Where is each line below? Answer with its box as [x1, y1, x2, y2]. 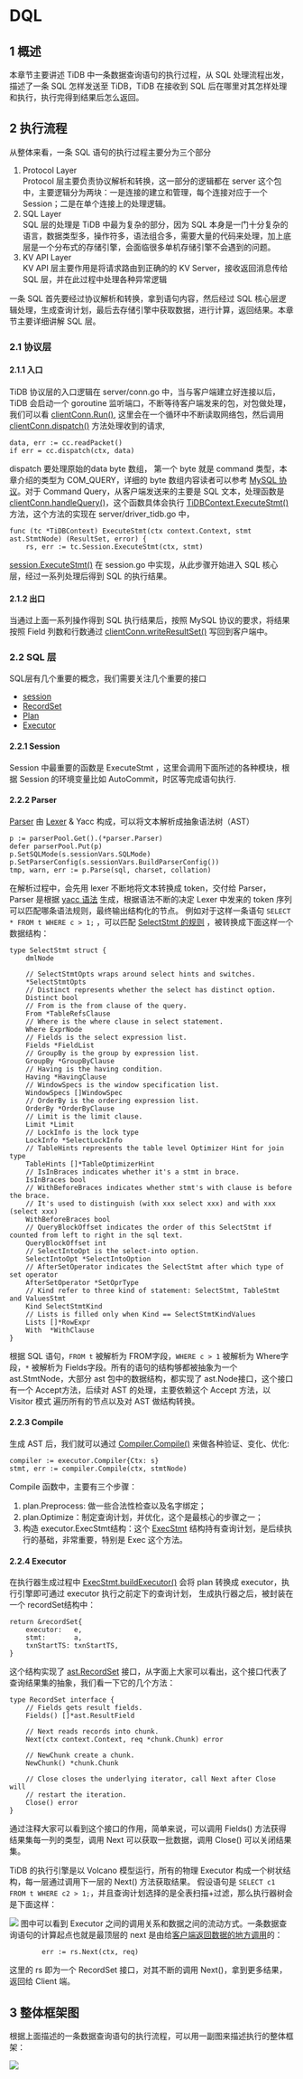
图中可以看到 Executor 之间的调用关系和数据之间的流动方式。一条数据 [20, 1918, 280, 1929]
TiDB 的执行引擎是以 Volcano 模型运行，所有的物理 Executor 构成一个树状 [9, 1865, 284, 1876]
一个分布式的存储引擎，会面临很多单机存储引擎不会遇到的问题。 [38, 241, 276, 252]
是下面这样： [9, 1899, 57, 1910]
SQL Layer [22, 208, 61, 219]
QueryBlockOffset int [25, 1238, 106, 1248]
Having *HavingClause [25, 1073, 106, 1082]
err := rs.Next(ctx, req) [41, 1948, 140, 1957]
